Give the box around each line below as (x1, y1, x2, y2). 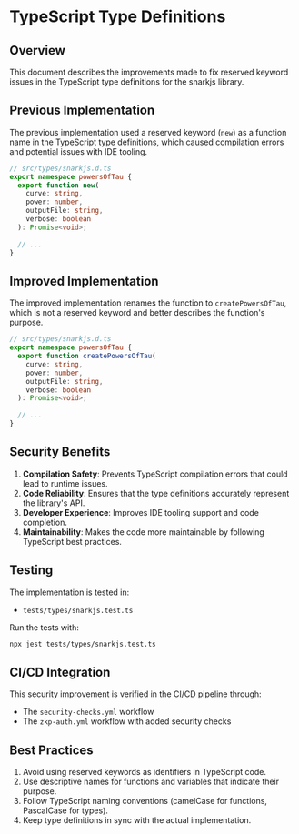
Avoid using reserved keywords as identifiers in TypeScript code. (22, 767, 266, 777)
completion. (22, 517, 68, 528)
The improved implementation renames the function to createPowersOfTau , (9, 297, 287, 308)
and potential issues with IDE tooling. (9, 146, 148, 156)
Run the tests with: (9, 621, 79, 633)
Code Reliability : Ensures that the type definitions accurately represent (22, 487, 290, 498)
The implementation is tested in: (9, 587, 130, 598)
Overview (9, 43, 66, 58)
